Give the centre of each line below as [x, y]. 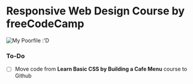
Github [23, 76]
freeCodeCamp [45, 24]
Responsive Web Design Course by [95, 11]
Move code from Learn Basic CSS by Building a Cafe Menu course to [101, 69]
